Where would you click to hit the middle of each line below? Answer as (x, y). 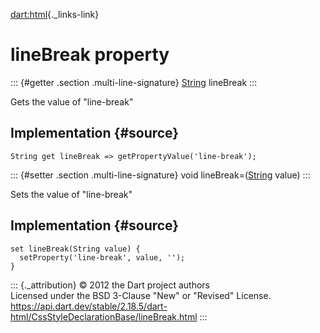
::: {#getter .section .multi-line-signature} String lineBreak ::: (134, 82)
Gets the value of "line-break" (72, 101)
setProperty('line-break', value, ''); (102, 257)
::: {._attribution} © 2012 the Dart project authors (110, 285)
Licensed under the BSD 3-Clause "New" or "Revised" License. (141, 295)
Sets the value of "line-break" (71, 194)
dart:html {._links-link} (55, 14)
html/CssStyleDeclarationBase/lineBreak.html (104, 316)
